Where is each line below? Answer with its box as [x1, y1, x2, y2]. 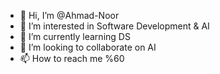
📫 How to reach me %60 [19, 53, 125, 64]
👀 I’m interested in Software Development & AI [19, 20, 210, 32]
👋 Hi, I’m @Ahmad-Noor [19, 10, 120, 21]
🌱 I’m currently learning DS [19, 31, 131, 42]
